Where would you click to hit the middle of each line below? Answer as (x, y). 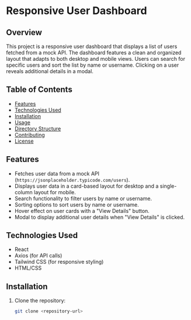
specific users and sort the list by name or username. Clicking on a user (93, 65)
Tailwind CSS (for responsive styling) (59, 262)
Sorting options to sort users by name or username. (77, 204)
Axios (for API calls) (38, 256)
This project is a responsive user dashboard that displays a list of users (92, 46)
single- (168, 186)
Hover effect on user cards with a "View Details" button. (82, 211)
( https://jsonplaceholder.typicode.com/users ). (72, 180)
